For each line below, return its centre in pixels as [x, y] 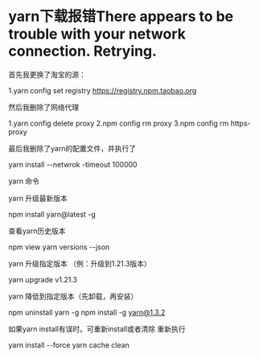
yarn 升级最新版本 [38, 198]
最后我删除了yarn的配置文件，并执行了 [72, 148]
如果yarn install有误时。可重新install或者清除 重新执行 [97, 329]
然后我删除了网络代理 [43, 107]
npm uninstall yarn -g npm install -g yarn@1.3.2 [87, 312]
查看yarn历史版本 [37, 231]
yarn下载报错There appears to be [121, 16]
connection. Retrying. [82, 51]
